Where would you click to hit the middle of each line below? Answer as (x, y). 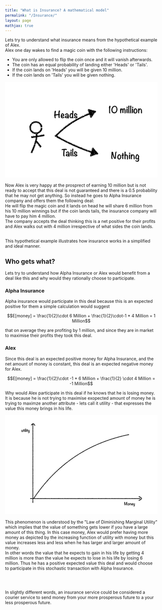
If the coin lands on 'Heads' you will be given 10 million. (67, 70)
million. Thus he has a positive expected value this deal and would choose (79, 563)
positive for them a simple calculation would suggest (58, 306)
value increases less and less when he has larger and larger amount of (75, 542)
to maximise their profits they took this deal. (49, 336)
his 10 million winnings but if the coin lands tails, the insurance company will (81, 211)
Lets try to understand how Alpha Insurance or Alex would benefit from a (78, 273)
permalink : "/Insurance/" (31, 15)
